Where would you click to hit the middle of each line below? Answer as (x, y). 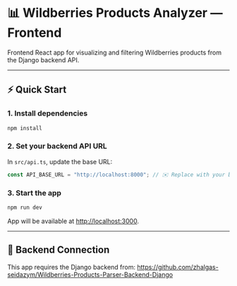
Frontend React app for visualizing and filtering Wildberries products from (115, 52)
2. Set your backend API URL (57, 147)
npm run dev (25, 207)
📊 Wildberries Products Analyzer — (115, 13)
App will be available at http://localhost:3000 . (73, 221)
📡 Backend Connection (59, 250)
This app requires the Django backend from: (72, 267)
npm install (25, 128)
